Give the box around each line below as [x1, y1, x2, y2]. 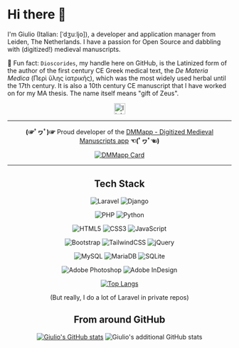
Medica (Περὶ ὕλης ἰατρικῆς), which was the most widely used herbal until [7, 74, 226, 82]
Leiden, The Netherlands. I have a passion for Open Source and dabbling [7, 37, 221, 45]
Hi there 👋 [7, 6, 66, 23]
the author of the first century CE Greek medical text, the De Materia [7, 66, 208, 75]
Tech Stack [94, 178, 145, 190]
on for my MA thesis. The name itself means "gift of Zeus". [7, 89, 179, 97]
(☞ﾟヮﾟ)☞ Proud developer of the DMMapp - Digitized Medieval [25, 127, 214, 136]
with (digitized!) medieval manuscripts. [7, 45, 121, 53]
